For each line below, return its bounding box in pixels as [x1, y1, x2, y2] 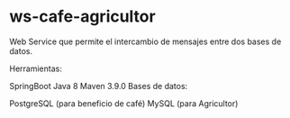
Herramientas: [9, 63, 63, 74]
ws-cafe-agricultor [9, 6, 156, 27]
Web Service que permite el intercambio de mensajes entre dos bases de [9, 36, 282, 47]
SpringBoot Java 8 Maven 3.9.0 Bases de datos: [9, 80, 188, 91]
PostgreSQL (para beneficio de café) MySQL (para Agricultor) [9, 97, 239, 109]
